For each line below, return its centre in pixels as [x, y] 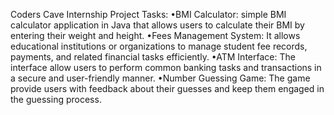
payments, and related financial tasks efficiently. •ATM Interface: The [153, 57]
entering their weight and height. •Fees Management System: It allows [155, 35]
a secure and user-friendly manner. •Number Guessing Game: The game [160, 78]
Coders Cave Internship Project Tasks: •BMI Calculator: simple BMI [148, 14]
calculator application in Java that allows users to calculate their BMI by [157, 25]
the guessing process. [56, 99]
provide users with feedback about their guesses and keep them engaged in [167, 88]
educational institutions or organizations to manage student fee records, [159, 46]
